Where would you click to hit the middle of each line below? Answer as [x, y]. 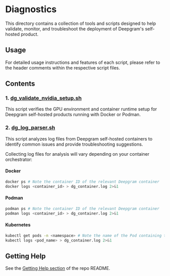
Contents [20, 84]
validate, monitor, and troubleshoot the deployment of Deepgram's [75, 28]
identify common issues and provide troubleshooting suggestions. [74, 144]
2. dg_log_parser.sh [30, 128]
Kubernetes [18, 225]
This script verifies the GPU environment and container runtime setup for [81, 109]
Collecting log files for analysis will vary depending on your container [77, 154]
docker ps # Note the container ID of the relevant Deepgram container [82, 182]
